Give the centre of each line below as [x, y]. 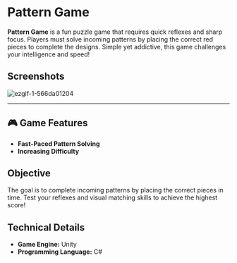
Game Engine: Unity [47, 245]
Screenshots [36, 77]
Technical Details [46, 227]
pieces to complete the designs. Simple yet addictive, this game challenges [117, 47]
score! [17, 205]
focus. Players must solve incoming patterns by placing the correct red [110, 39]
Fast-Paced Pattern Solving [59, 143]
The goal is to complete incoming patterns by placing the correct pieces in [115, 190]
